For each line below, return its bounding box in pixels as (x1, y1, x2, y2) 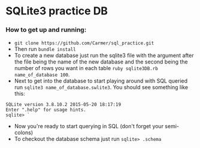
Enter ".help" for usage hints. (5, 107, 86, 113)
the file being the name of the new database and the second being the (14, 58, 188, 65)
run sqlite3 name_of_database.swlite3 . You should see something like (14, 84, 189, 91)
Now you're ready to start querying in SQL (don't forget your (14, 123, 164, 130)
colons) (14, 129, 34, 136)
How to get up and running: (5, 26, 87, 34)
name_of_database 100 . (14, 71, 70, 78)
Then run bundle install (14, 46, 76, 53)
